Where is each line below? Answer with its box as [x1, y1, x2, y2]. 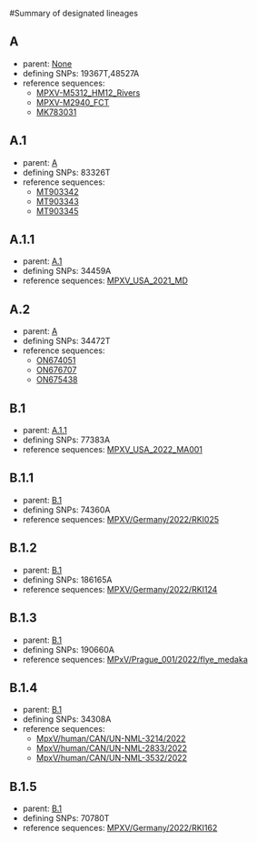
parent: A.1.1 [22, 425, 68, 436]
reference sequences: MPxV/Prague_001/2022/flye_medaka [22, 654, 248, 664]
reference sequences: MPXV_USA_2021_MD [22, 275, 189, 286]
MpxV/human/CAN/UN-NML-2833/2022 [35, 743, 188, 754]
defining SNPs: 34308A [22, 714, 112, 725]
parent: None [22, 58, 73, 69]
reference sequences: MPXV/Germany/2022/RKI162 [22, 823, 218, 834]
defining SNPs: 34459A [22, 266, 112, 277]
